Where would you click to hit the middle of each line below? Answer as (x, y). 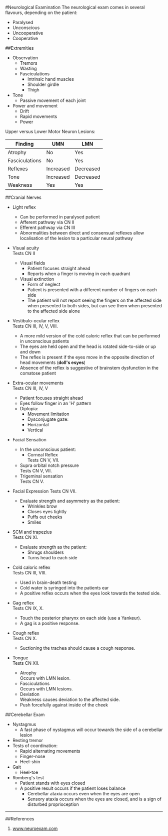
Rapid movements (38, 116)
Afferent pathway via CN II (47, 222)
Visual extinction (37, 279)
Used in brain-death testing (48, 582)
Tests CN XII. (26, 663)
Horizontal (38, 425)
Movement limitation (48, 414)
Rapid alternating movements (50, 751)
